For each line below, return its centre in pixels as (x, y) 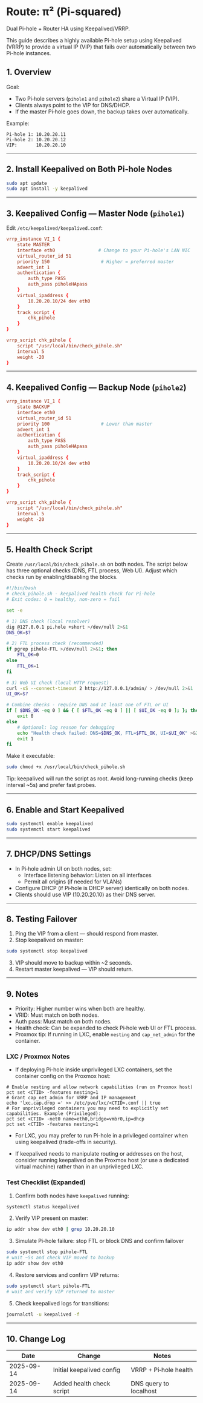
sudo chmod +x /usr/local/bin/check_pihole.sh (66, 767)
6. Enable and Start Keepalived (65, 810)
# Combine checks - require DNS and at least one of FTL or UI (88, 705)
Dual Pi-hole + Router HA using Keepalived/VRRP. (68, 28)
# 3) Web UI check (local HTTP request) (58, 683)
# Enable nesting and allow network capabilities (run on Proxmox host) (100, 1087)
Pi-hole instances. (29, 53)
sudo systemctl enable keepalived (50, 823)
